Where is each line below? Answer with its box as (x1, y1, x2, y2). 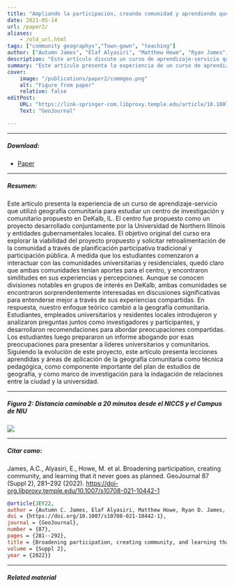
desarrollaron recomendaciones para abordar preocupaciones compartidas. (7, 325, 225, 333)
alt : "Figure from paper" (19, 82, 95, 89)
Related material (7, 573, 57, 582)
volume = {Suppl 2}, (7, 545, 68, 552)
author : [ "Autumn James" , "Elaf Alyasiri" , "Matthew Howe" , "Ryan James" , (7, 49, 229, 56)
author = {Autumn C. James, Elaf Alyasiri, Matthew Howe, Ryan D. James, (7, 506, 226, 513)
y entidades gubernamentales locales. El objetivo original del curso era (7, 229, 211, 237)
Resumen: (7, 182, 38, 190)
